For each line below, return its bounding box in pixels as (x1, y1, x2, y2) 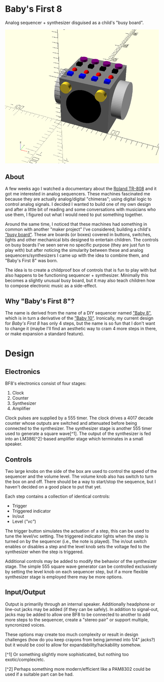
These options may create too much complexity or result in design (5, 631, 139, 637)
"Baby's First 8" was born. (5, 258, 58, 264)
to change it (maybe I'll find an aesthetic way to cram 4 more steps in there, (5, 326, 157, 332)
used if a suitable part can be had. (5, 671, 74, 677)
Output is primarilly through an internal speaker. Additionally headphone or (5, 601, 155, 607)
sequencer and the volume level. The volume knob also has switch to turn (5, 473, 154, 479)
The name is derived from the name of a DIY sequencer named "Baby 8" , (5, 310, 152, 316)
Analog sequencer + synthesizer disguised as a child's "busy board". (5, 20, 144, 25)
